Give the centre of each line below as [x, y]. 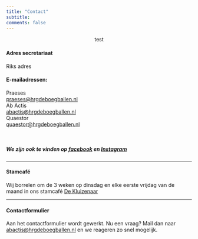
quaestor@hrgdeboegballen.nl [43, 124]
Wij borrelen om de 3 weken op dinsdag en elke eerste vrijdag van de [90, 185]
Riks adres [19, 66]
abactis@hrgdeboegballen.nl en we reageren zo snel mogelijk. [82, 230]
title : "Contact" [27, 12]
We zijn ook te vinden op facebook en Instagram [67, 149]
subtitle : [18, 17]
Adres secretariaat [29, 53]
